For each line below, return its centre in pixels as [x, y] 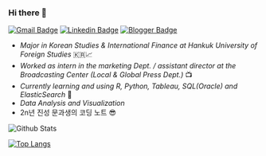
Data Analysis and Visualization [72, 103]
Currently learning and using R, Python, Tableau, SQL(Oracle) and [129, 86]
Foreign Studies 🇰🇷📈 [56, 54]
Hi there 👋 [28, 13]
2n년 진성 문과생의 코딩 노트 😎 [68, 113]
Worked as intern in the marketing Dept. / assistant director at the [128, 66]
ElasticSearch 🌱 [46, 95]
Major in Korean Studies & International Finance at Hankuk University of [139, 45]
